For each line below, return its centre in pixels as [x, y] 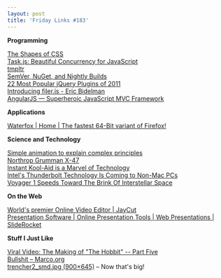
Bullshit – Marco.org [36, 259]
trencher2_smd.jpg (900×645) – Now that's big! [76, 266]
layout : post [26, 14]
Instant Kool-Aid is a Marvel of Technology [69, 167]
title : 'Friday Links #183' [48, 20]
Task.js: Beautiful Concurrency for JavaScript [73, 61]
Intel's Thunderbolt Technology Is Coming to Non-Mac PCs [93, 175]
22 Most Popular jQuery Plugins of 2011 [64, 83]
